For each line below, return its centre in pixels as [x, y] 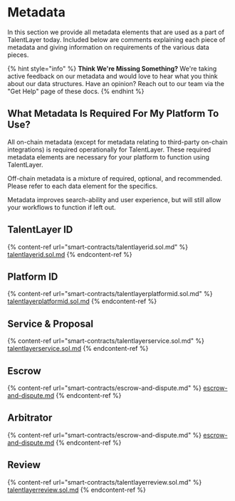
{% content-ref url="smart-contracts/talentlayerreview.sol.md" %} [105, 482]
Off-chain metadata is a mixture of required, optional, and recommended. [115, 178]
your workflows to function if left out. [62, 207]
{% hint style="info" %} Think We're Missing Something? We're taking [112, 68]
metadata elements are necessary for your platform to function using [109, 157]
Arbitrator [30, 418]
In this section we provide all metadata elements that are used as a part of [116, 32]
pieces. [18, 55]
